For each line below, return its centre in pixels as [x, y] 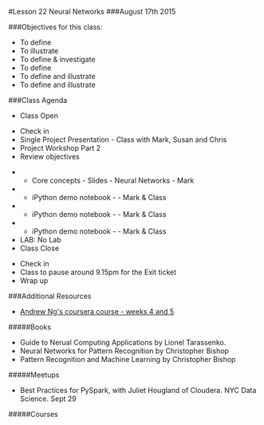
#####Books [30, 327]
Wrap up [34, 281]
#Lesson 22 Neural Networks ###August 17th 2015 [92, 12]
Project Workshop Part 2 [60, 148]
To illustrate [39, 51]
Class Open [39, 116]
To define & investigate [57, 59]
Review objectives [49, 156]
